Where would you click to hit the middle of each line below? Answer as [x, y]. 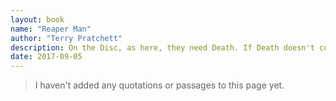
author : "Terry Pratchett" [66, 38]
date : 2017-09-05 [46, 57]
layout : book [37, 19]
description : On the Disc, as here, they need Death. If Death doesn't [162, 47]
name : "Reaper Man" [51, 29]
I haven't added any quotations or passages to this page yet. [159, 85]
